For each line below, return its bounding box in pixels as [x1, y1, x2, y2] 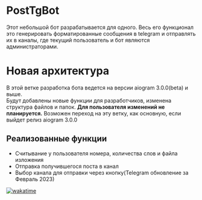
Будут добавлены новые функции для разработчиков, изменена [6, 97, 172, 104]
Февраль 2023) [14, 175, 55, 182]
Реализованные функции [6, 134, 107, 144]
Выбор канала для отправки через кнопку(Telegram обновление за [14, 169, 189, 176]
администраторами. [6, 43, 58, 50]
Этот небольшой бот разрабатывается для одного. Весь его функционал [6, 24, 194, 31]
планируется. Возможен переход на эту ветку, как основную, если [6, 109, 181, 117]
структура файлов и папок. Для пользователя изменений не [6, 103, 165, 111]
